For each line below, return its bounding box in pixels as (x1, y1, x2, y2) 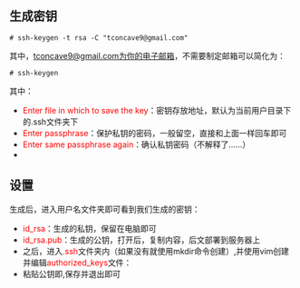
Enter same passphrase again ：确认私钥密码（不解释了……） (22, 139, 251, 150)
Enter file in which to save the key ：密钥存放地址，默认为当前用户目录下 (22, 104, 292, 115)
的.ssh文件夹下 (22, 116, 79, 127)
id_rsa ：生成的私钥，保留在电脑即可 (22, 223, 157, 233)
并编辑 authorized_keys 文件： (22, 257, 132, 268)
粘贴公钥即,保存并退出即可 (22, 268, 121, 279)
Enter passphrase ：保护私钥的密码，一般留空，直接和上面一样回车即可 (22, 127, 287, 138)
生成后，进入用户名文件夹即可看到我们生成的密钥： (9, 204, 200, 214)
